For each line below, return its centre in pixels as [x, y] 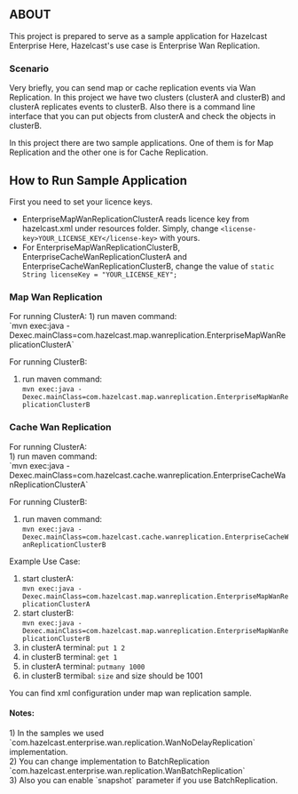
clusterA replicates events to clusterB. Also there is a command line [132, 107]
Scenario [29, 68]
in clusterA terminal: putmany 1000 [83, 666]
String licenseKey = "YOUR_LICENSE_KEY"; [99, 275]
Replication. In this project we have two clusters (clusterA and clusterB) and [147, 98]
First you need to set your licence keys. [81, 201]
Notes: [22, 713]
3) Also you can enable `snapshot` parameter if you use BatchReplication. [144, 780]
